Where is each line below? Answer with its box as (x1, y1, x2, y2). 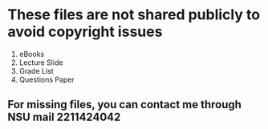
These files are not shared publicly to (7, 6, 261, 24)
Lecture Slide (18, 58, 63, 67)
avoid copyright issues (7, 22, 163, 41)
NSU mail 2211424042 (7, 111, 121, 124)
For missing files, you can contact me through (7, 98, 242, 111)
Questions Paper (18, 75, 75, 84)
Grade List (18, 66, 54, 75)
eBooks (18, 49, 45, 58)
